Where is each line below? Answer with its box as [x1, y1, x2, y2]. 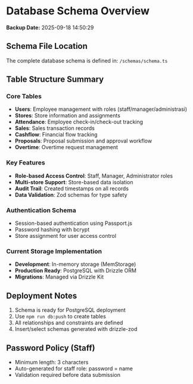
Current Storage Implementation [6, 247, 102, 255]
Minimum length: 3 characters [14, 358, 89, 366]
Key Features [6, 159, 46, 167]
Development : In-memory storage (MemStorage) [14, 261, 136, 268]
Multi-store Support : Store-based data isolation [14, 178, 133, 185]
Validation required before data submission [14, 371, 121, 378]
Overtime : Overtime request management [14, 144, 118, 151]
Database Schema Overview [6, 4, 150, 18]
